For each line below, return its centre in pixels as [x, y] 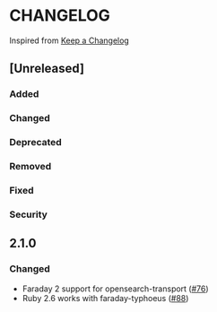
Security [28, 214]
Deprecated [36, 143]
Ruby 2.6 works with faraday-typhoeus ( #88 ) [105, 298]
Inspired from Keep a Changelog [69, 40]
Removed [30, 167]
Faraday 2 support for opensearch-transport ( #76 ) [115, 289]
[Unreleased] [47, 69]
